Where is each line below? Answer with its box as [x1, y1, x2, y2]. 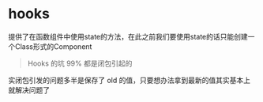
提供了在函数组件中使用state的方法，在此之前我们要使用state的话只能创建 [8, 32, 249, 41]
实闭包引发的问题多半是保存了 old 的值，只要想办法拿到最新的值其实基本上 [8, 75, 251, 85]
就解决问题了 [8, 85, 50, 95]
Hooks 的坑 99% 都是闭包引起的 [27, 59, 133, 68]
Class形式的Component [14, 41, 92, 51]
